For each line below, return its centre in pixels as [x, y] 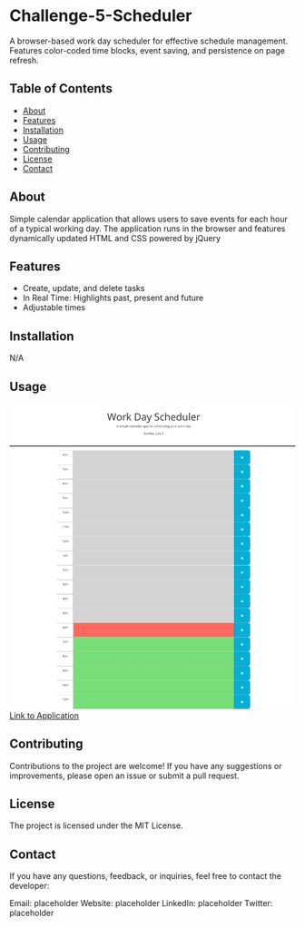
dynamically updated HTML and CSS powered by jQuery [115, 238]
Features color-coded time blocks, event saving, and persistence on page [148, 50]
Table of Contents [61, 88]
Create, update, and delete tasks [84, 288]
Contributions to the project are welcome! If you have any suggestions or [146, 766]
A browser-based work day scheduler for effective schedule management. [149, 41]
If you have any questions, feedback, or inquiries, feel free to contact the [145, 876]
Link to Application [44, 715]
